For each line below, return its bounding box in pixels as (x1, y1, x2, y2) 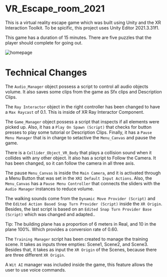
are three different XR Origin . (5, 252, 65, 258)
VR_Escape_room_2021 (5, 3, 105, 14)
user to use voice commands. (5, 267, 66, 273)
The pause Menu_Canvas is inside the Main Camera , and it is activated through (5, 170, 161, 176)
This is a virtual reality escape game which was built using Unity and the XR (5, 19, 161, 25)
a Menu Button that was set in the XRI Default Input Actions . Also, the (5, 175, 152, 181)
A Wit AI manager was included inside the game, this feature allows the (5, 262, 153, 268)
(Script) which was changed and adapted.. (5, 211, 95, 217)
